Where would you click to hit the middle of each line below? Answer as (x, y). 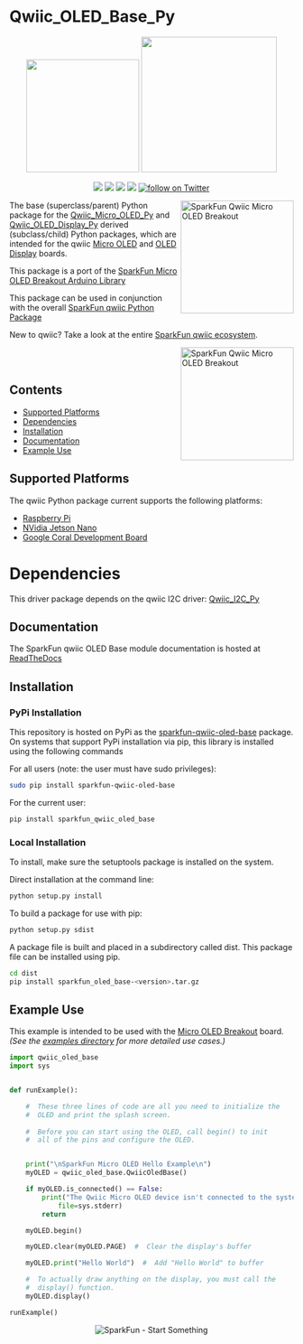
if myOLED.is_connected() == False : (95, 1190)
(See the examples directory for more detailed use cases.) (117, 1041)
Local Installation (48, 842)
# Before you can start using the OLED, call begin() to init (147, 1132)
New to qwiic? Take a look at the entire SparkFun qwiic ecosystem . (134, 334)
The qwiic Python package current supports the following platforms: (136, 500)
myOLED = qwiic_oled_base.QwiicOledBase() (106, 1173)
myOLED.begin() (54, 1230)
